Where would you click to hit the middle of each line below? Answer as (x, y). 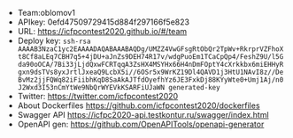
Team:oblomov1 (46, 13)
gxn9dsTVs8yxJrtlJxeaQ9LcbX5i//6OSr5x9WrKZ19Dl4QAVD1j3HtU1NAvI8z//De (150, 72)
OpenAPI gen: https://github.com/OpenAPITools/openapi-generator (141, 124)
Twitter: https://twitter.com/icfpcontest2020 (98, 96)
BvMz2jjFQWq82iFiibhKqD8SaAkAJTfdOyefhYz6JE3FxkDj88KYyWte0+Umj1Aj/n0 (150, 80)
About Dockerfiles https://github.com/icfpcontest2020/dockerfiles (139, 105)
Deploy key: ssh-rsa (54, 40)
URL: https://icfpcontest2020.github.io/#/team (102, 31)
